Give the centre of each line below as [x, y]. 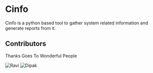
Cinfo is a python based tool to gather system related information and [77, 23]
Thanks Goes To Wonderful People [41, 56]
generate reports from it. [30, 28]
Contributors [26, 44]
